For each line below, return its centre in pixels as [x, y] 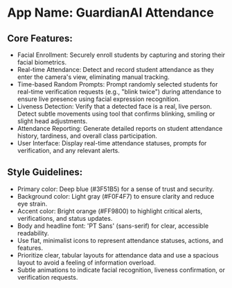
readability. [33, 233]
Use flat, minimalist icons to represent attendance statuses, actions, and [120, 240]
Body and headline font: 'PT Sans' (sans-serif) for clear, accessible [113, 226]
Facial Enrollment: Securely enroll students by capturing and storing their [121, 55]
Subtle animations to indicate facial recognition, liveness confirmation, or [121, 270]
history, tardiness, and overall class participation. [87, 136]
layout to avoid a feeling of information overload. [86, 262]
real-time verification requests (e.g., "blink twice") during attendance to [119, 92]
